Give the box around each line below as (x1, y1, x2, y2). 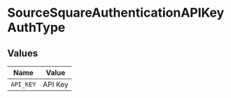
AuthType (7, 19, 66, 35)
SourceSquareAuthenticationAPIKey (7, 5, 225, 21)
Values (7, 47, 38, 59)
